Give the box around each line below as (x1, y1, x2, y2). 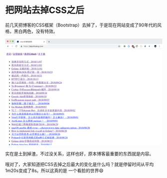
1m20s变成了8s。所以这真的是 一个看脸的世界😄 (5, 168, 104, 174)
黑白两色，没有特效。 (13, 28, 58, 34)
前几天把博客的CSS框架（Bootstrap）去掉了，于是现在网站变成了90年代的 (5, 22, 158, 28)
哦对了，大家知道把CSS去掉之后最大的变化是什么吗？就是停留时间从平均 (5, 161, 154, 167)
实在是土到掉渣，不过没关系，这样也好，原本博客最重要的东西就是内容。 (5, 151, 154, 157)
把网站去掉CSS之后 (5, 4, 85, 16)
